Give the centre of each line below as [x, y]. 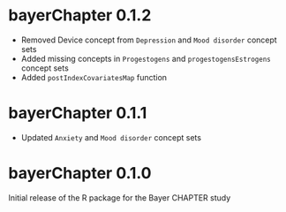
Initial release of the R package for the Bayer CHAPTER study [120, 197]
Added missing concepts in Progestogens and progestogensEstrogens [146, 58]
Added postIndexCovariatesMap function [94, 77]
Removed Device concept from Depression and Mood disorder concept [149, 40]
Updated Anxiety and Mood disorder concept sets [111, 137]
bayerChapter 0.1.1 [78, 114]
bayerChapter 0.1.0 [80, 174]
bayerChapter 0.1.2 [80, 15]
